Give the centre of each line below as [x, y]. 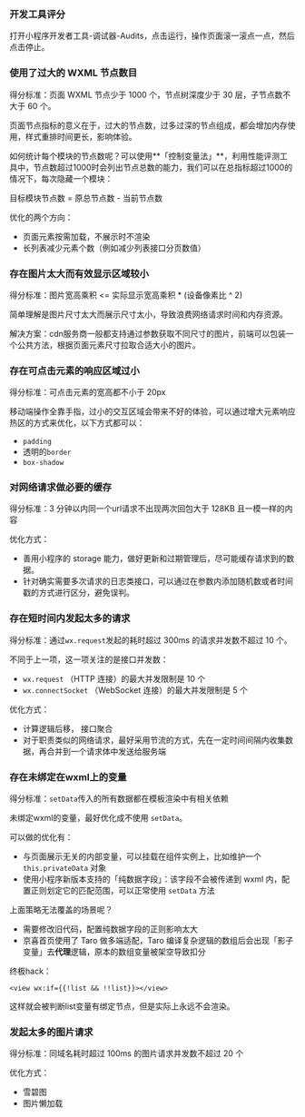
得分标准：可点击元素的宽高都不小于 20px [88, 392]
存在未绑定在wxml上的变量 [68, 776]
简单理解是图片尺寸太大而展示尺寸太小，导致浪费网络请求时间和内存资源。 [148, 314]
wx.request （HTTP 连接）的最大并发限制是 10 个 [114, 678]
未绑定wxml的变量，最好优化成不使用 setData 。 [98, 818]
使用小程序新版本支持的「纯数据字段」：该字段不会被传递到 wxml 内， [152, 879]
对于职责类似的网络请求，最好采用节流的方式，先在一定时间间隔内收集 [154, 740]
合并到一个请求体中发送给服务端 [106, 751]
